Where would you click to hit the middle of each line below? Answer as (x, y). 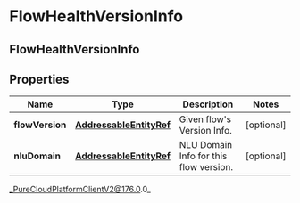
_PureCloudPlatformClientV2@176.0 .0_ (80, 190)
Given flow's (205, 119)
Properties (39, 79)
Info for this (203, 156)
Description (208, 104)
